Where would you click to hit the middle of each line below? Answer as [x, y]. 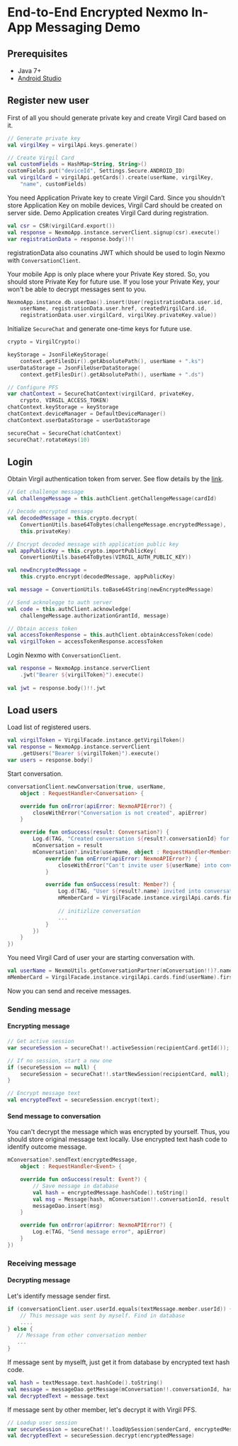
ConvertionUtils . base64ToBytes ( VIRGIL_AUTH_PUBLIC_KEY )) [106, 557]
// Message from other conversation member [82, 1336]
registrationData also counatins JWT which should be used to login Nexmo [116, 252]
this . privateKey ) [46, 531]
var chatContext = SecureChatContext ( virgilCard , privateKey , [101, 394]
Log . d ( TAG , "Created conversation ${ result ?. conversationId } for [131, 839]
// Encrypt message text [44, 1094]
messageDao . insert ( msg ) [68, 1206]
